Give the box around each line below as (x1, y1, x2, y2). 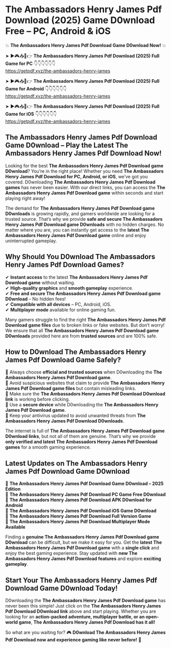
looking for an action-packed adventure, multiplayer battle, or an (5, 614, 145, 619)
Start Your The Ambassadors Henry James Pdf (5, 576, 157, 585)
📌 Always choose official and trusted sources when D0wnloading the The (5, 369, 162, 375)
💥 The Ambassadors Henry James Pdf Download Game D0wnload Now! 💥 (5, 42, 166, 48)
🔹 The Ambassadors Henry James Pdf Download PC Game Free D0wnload (5, 492, 166, 498)
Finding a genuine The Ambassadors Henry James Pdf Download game (5, 534, 159, 540)
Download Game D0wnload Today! (5, 584, 118, 592)
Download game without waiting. (5, 280, 76, 286)
